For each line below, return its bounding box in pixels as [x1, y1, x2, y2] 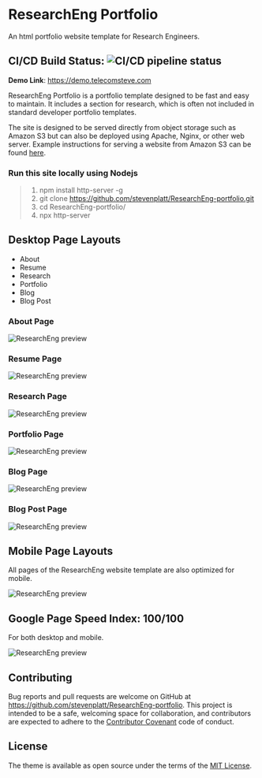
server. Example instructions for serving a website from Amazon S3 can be [8, 140, 252, 149]
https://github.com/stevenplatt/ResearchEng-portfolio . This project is [8, 700, 233, 710]
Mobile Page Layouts [8, 545, 114, 558]
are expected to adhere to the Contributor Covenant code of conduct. [8, 717, 234, 727]
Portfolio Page [8, 428, 64, 439]
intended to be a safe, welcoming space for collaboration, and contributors [8, 709, 251, 718]
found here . [8, 147, 46, 157]
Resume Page [8, 353, 62, 364]
